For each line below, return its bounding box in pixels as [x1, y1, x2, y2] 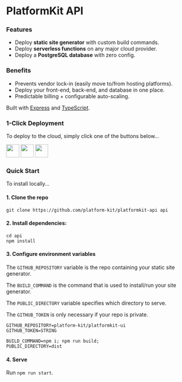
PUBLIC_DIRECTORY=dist [6, 343, 62, 349]
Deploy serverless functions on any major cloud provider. [14, 45, 158, 52]
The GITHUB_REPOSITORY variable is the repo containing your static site [6, 264, 175, 271]
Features [6, 26, 33, 34]
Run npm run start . [6, 369, 53, 376]
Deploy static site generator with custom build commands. [14, 39, 159, 46]
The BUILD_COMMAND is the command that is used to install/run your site [6, 281, 177, 289]
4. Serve [6, 356, 28, 363]
